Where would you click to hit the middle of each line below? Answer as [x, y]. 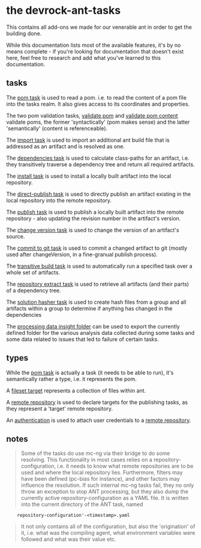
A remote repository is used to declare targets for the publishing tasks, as [97, 402]
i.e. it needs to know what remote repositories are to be [125, 466]
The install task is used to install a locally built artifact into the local [89, 176]
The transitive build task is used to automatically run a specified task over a [99, 266]
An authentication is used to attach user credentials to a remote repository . [99, 420]
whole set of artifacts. [33, 272]
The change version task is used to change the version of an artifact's [93, 230]
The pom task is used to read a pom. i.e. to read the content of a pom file [97, 97]
